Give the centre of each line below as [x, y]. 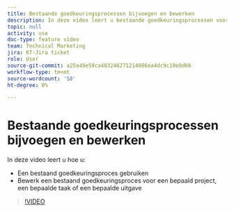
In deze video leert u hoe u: [46, 160]
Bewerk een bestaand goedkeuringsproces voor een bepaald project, [117, 181]
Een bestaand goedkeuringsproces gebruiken [83, 173]
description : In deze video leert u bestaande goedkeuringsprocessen [110, 20]
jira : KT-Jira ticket [39, 53]
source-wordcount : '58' [42, 78]
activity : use [28, 33]
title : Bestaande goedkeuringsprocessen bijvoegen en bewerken [101, 14]
